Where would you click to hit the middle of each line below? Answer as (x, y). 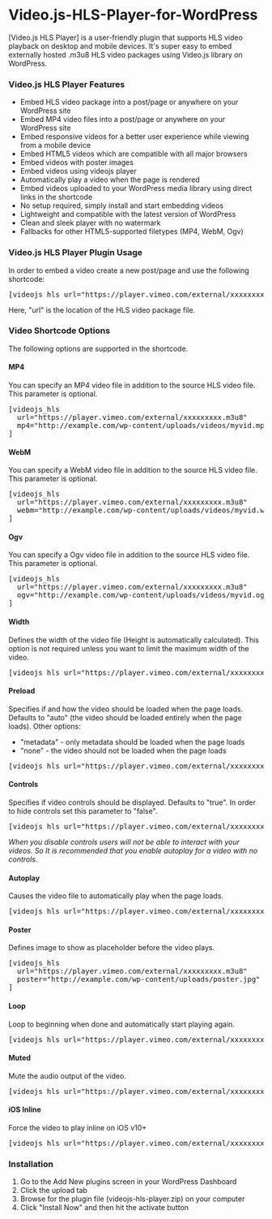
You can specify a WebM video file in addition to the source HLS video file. (133, 470)
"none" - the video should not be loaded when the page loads (123, 750)
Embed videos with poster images (76, 162)
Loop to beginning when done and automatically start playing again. (121, 1024)
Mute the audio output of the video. (68, 1076)
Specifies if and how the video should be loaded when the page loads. (126, 709)
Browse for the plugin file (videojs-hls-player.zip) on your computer (132, 1199)
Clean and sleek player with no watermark (90, 223)
